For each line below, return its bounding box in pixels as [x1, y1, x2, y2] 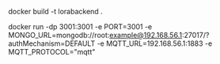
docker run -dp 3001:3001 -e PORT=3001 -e [8, 22, 153, 31]
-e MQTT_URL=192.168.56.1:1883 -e [97, 39, 213, 48]
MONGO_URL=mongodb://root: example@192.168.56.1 [8, 31, 183, 40]
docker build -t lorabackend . [8, 7, 103, 16]
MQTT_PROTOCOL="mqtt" [8, 47, 96, 56]
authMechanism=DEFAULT [8, 39, 96, 48]
